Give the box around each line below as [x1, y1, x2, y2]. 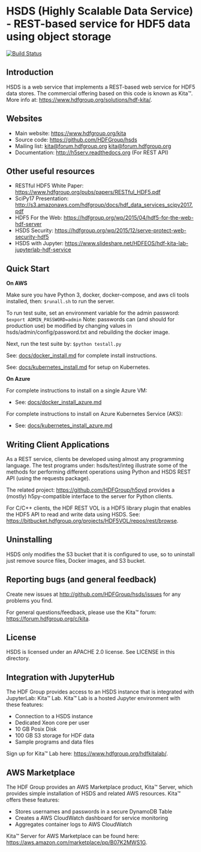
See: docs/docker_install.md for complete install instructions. [6, 352, 157, 359]
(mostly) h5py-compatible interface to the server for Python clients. [6, 493, 173, 500]
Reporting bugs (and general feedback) [6, 574, 157, 585]
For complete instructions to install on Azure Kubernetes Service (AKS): [6, 410, 183, 418]
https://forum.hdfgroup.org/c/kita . [6, 615, 90, 622]
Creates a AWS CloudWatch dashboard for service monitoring [14, 815, 169, 822]
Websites [6, 113, 43, 124]
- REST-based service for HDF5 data [6, 17, 191, 31]
